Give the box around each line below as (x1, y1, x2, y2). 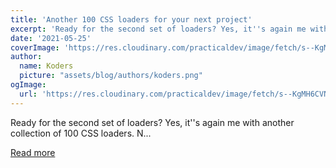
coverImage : (10, 42, 60, 53)
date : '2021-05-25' (10, 33, 92, 43)
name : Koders (19, 61, 74, 71)
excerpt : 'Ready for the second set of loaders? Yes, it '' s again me (10, 24, 307, 34)
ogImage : (10, 80, 47, 90)
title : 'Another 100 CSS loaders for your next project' (10, 14, 253, 25)
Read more (10, 146, 56, 158)
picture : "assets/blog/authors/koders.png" (19, 71, 203, 81)
